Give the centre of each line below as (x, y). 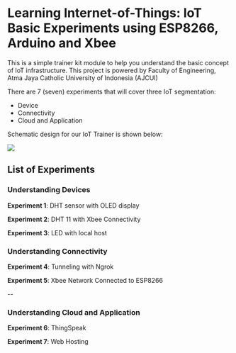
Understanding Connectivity (57, 251)
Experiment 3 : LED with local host (57, 232)
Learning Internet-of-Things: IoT (105, 13)
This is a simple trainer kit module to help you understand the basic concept (118, 62)
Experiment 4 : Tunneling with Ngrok (61, 267)
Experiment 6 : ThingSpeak (47, 328)
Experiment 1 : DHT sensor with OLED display (73, 205)
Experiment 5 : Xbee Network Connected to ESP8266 (85, 280)
